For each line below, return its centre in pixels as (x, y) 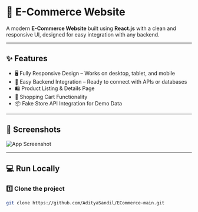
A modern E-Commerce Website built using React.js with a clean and (91, 28)
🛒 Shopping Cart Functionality (51, 97)
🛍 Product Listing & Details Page (55, 88)
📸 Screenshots (34, 130)
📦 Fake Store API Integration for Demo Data (68, 103)
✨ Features (27, 59)
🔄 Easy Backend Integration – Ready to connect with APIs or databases (101, 81)
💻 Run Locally (33, 168)
